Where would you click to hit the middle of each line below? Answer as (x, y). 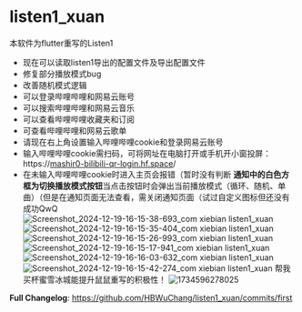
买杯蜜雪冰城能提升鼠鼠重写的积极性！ (94, 279)
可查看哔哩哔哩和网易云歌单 (75, 130)
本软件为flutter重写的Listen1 (61, 43)
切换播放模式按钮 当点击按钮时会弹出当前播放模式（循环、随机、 (158, 186)
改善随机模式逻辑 (55, 85)
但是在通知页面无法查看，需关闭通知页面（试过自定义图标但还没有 (166, 196)
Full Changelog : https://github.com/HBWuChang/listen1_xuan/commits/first (151, 297)
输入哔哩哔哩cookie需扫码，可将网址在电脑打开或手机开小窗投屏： (146, 153)
